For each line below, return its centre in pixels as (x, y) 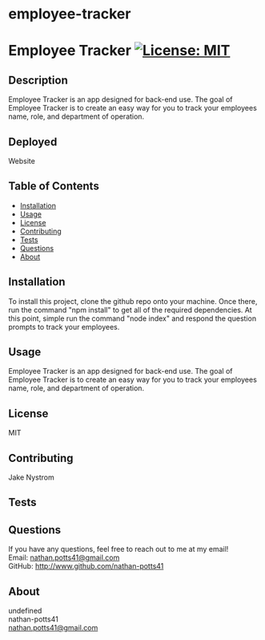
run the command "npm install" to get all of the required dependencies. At (130, 310)
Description (38, 80)
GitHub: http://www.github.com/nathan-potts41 (86, 566)
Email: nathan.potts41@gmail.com (64, 557)
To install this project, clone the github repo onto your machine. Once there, (133, 301)
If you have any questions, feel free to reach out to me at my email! (118, 549)
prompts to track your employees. (64, 326)
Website (22, 161)
